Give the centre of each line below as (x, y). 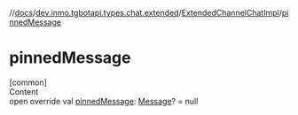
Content (24, 91)
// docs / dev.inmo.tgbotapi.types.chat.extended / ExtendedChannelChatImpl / (145, 13)
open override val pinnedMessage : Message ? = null (104, 101)
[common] (28, 82)
